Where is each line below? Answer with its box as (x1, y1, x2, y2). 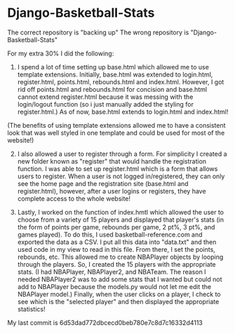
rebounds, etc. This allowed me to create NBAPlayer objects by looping (17, 253, 224, 261)
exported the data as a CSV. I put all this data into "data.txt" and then (17, 237, 217, 246)
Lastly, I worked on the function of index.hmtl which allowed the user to (17, 208, 224, 216)
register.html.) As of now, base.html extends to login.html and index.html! (17, 107, 229, 116)
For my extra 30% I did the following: (7, 49, 114, 58)
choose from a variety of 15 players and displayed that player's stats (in (17, 215, 224, 224)
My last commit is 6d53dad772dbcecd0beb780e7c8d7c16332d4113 (7, 318, 203, 327)
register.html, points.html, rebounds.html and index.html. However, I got (17, 77, 224, 86)
